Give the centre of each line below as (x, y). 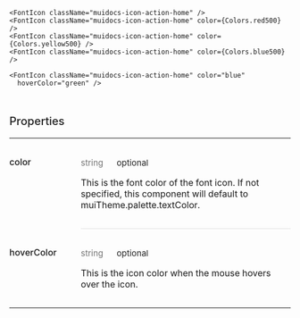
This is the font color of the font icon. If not (170, 183)
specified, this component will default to (164, 194)
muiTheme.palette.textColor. (141, 205)
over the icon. (109, 284)
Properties (37, 121)
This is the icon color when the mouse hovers (176, 273)
